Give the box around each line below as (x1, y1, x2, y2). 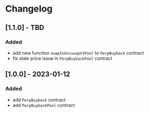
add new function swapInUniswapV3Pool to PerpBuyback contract (12, 50, 144, 56)
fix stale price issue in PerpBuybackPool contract (12, 55, 113, 61)
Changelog (5, 3, 53, 15)
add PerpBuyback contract (12, 97, 66, 103)
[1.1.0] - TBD (5, 23, 45, 32)
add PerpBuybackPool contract (12, 102, 75, 108)
